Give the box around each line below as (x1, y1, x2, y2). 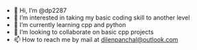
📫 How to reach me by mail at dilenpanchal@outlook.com (13, 36, 178, 43)
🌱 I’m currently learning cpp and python (13, 21, 126, 28)
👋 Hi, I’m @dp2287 (13, 7, 67, 14)
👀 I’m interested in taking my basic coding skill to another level (13, 14, 190, 22)
